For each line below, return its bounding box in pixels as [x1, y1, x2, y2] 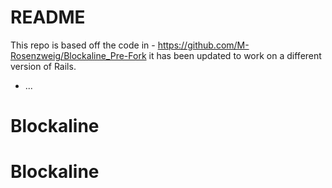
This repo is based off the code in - [10, 39, 156, 51]
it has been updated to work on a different [148, 49, 322, 61]
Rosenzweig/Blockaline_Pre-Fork [10, 49, 147, 61]
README [10, 6, 86, 29]
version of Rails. [10, 60, 77, 72]
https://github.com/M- [157, 39, 250, 51]
